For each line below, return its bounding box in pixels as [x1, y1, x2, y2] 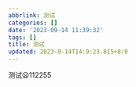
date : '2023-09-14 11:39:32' [8, 26, 104, 34]
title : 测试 [8, 41, 45, 49]
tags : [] [8, 33, 37, 42]
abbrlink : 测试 [8, 11, 56, 20]
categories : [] [8, 19, 58, 27]
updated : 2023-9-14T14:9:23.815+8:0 [8, 48, 128, 56]
